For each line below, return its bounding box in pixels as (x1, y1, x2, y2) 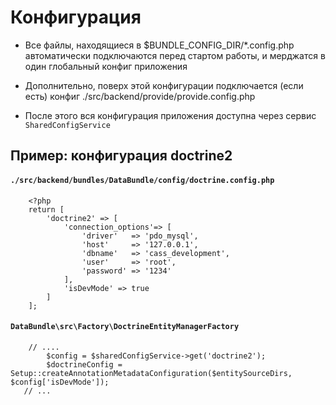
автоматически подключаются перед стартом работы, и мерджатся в (24, 49, 326, 61)
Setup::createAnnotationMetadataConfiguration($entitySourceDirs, (10, 368, 293, 378)
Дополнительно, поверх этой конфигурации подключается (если (24, 79, 304, 91)
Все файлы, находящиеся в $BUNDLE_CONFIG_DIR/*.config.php (24, 39, 295, 51)
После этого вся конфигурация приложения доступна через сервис (24, 109, 317, 121)
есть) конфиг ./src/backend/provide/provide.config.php (24, 90, 256, 102)
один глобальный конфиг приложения (24, 60, 188, 72)
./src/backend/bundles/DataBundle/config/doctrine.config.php (10, 175, 275, 185)
